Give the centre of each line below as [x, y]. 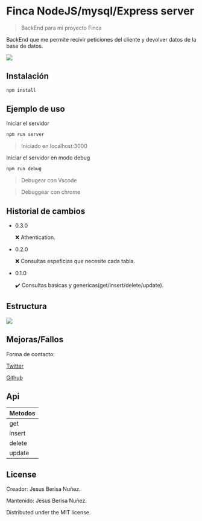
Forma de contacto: [31, 354]
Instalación [28, 76]
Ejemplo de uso [36, 109]
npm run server [25, 135]
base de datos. [25, 46]
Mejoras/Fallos [35, 340]
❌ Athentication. [35, 237]
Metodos [22, 414]
